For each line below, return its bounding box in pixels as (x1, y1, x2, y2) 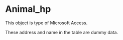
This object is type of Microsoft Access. (5, 20, 88, 26)
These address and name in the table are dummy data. (5, 29, 118, 35)
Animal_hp (5, 3, 51, 15)
